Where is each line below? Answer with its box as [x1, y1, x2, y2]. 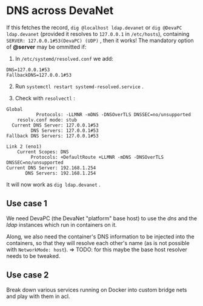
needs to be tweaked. [6, 252, 61, 259]
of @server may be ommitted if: [6, 43, 87, 50]
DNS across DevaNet [6, 4, 114, 18]
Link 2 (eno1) [6, 144, 42, 150]
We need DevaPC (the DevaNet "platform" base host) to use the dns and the [6, 214, 198, 222]
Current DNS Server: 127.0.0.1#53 [12, 122, 99, 128]
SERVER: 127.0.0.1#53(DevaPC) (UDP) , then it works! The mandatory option [6, 37, 194, 44]
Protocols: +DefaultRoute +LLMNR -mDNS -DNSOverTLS [30, 154, 164, 160]
